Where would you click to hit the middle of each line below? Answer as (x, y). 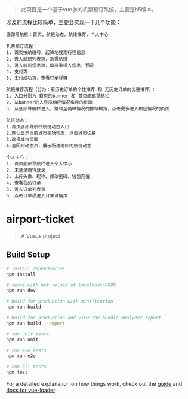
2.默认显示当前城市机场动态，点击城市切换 (51, 133)
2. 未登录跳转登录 (26, 170)
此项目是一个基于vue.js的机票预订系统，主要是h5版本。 (89, 9)
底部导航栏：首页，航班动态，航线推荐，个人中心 (57, 35)
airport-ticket (40, 220)
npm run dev (21, 291)
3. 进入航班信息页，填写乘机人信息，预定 (50, 65)
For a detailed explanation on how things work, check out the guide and (94, 384)
